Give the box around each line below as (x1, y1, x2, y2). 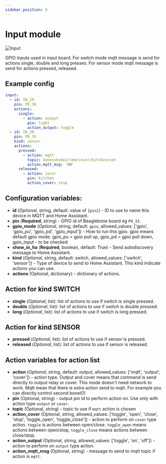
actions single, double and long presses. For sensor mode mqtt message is (5, 60, 159, 66)
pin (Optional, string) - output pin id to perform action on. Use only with (12, 396, 159, 401)
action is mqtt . (12, 454, 41, 460)
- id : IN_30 (9, 130, 35, 134)
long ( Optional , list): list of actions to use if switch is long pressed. (12, 309, 148, 315)
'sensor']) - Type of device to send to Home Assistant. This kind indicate (12, 260, 161, 266)
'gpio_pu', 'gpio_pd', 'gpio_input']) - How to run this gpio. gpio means (12, 228, 154, 234)
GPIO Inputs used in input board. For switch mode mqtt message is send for (5, 55, 160, 61)
